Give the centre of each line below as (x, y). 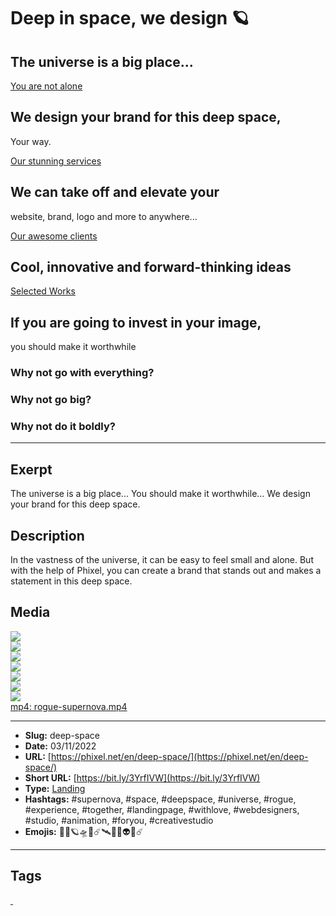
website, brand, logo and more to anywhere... (104, 216)
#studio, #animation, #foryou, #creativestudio (119, 820)
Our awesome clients (54, 236)
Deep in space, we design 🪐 (130, 18)
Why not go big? (51, 400)
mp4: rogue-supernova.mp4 (69, 706)
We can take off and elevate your (115, 192)
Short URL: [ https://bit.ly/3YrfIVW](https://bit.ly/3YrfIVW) (142, 777)
